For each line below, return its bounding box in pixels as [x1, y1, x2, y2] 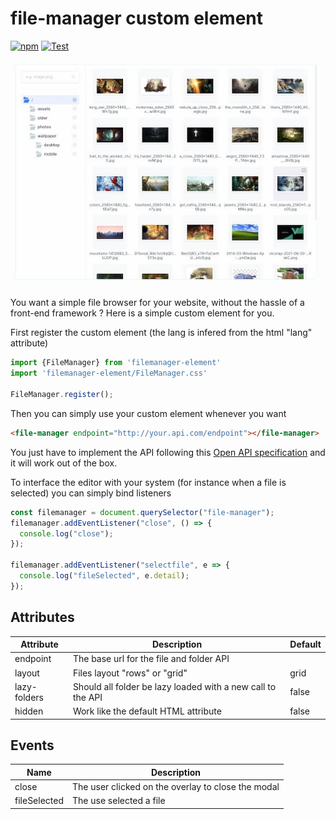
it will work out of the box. [10, 457, 118, 469]
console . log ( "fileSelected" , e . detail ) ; [19, 571, 190, 581]
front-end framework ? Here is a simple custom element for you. [10, 307, 275, 319]
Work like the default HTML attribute [72, 705, 222, 717]
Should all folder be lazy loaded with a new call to [72, 680, 277, 692]
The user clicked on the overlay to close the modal [72, 781, 280, 793]
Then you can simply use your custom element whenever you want [10, 407, 287, 419]
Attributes [10, 609, 75, 626]
